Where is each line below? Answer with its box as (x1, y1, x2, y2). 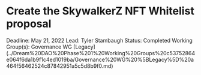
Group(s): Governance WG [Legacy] (6, 43, 96, 50)
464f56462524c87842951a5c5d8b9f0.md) (6, 62, 113, 70)
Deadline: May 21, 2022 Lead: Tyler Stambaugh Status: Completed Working (6, 37, 193, 44)
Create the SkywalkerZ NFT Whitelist (6, 4, 195, 18)
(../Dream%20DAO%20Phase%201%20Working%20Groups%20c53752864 (6, 49, 196, 56)
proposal (6, 17, 52, 31)
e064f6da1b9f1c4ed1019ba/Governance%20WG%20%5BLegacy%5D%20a (6, 56, 194, 63)
